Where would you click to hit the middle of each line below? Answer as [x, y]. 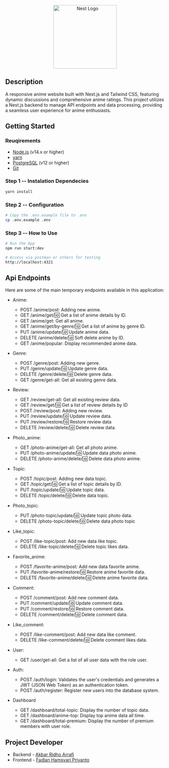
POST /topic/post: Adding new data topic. [64, 479]
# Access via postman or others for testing [53, 257]
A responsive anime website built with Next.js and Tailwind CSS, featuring [82, 94]
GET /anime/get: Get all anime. [52, 321]
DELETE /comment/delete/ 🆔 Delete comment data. [74, 615]
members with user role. [46, 726]
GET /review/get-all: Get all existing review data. [70, 400]
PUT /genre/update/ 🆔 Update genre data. [64, 369]
